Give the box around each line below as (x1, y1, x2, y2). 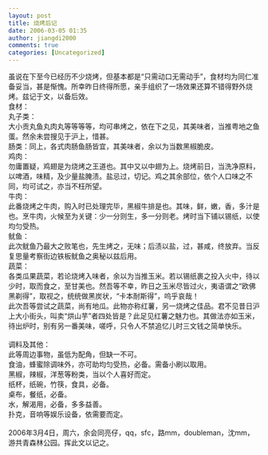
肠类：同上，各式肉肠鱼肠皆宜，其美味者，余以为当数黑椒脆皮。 (8, 141, 218, 151)
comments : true (8, 42, 59, 49)
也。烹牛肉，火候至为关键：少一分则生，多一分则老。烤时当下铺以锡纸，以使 (8, 212, 260, 220)
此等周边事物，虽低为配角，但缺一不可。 (8, 350, 141, 359)
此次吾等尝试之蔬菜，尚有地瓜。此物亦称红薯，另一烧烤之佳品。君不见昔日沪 (8, 301, 260, 311)
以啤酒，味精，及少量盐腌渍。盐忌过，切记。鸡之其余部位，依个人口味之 (8, 172, 246, 180)
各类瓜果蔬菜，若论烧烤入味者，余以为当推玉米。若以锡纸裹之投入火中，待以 (8, 271, 260, 280)
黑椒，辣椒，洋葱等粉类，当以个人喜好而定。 (8, 370, 156, 379)
